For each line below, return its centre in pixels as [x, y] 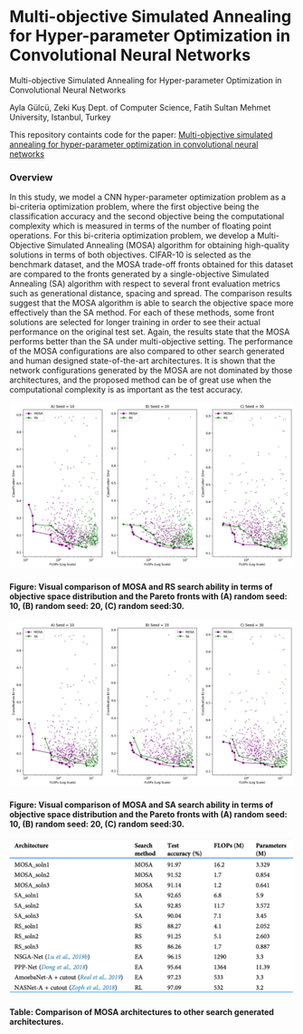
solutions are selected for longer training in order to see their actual [135, 323]
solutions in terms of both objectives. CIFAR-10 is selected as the [130, 255]
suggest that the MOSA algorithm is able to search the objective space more [151, 303]
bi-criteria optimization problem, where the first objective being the [134, 207]
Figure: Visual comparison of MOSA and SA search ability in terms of [142, 805]
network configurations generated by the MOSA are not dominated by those [151, 371]
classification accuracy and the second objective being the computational [147, 217]
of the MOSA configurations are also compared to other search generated [147, 352]
